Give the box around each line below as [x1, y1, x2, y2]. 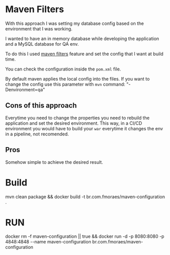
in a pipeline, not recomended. [5, 131, 70, 137]
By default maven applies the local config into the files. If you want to [5, 76, 150, 82]
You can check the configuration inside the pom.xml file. [5, 66, 121, 72]
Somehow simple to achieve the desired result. [5, 159, 103, 165]
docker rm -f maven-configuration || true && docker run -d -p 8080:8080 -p [5, 233, 164, 239]
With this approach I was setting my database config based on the [5, 20, 144, 26]
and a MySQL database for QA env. [5, 41, 79, 47]
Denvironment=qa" [5, 86, 45, 92]
